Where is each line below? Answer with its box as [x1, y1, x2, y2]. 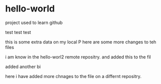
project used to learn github [5, 19, 63, 25]
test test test [5, 29, 31, 35]
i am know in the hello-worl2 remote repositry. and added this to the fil [5, 53, 151, 60]
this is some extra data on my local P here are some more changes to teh [5, 38, 156, 45]
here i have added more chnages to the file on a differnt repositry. [5, 73, 142, 79]
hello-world [5, 3, 55, 14]
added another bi [5, 63, 41, 69]
